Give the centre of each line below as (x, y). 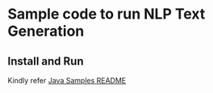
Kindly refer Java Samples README (67, 80)
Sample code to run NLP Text (106, 14)
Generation (46, 31)
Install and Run (46, 61)
